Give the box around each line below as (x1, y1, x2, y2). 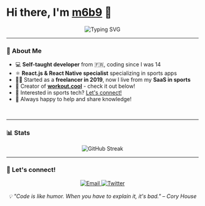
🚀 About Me (6, 46, 42, 55)
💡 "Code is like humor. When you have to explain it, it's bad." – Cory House (8, 192, 197, 200)
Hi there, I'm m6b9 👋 (6, 5, 112, 20)
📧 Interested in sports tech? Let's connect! (15, 89, 122, 96)
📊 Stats (6, 129, 31, 137)
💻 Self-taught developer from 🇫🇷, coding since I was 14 (15, 61, 161, 68)
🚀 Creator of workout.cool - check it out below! (15, 82, 135, 90)
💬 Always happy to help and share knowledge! (15, 96, 132, 103)
